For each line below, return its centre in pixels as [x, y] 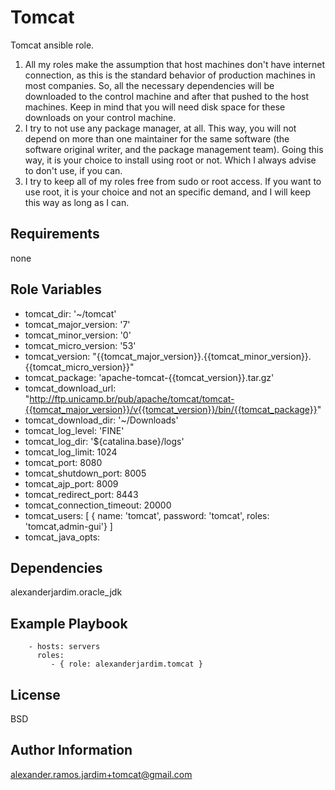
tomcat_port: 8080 [63, 462]
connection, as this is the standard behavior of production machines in [170, 75]
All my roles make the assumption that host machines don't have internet [174, 64]
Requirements [55, 234]
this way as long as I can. [77, 202]
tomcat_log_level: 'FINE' [74, 430]
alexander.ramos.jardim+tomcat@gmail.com [101, 774]
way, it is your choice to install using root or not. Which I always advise [170, 160]
